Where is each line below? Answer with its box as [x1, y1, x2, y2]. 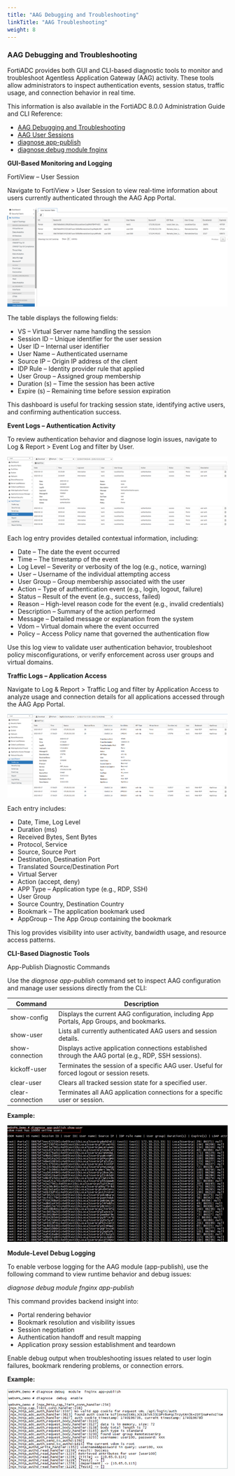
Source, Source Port [17, 848, 76, 856]
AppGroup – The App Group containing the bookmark [17, 915, 172, 923]
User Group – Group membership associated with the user [17, 578, 185, 586]
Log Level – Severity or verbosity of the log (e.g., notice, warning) [17, 563, 207, 571]
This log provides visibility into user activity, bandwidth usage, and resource [7, 929, 227, 937]
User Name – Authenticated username [17, 349, 128, 357]
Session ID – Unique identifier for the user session [17, 334, 162, 343]
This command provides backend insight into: [7, 1297, 138, 1305]
